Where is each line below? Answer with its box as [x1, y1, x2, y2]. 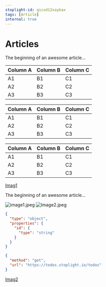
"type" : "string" [18, 230, 55, 235]
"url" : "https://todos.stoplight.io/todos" [9, 262, 101, 268]
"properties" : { [9, 221, 43, 226]
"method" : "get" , [9, 258, 46, 263]
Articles [5, 38, 39, 50]
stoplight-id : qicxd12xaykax [5, 7, 66, 13]
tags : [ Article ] [5, 12, 39, 17]
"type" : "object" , [9, 216, 48, 221]
